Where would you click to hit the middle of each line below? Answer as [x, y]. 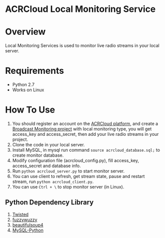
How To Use [30, 110]
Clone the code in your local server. [48, 145]
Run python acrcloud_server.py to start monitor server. [68, 171]
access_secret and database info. [46, 166]
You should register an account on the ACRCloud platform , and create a [85, 123]
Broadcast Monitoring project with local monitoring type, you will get [82, 129]
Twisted [20, 214]
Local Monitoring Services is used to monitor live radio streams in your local [82, 46]
